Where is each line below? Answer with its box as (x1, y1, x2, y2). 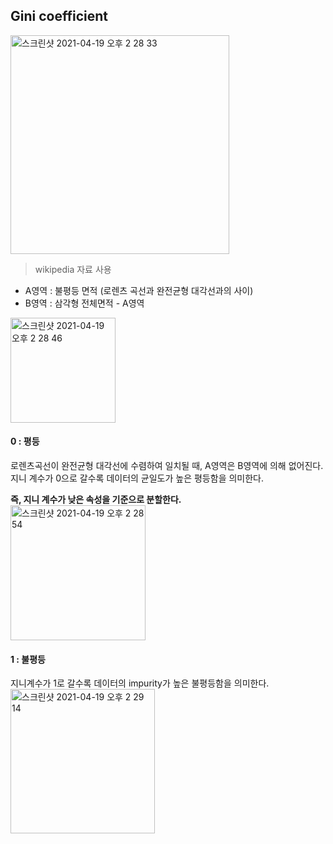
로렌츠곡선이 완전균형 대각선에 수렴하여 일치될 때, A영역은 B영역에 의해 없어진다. (10, 460, 324, 472)
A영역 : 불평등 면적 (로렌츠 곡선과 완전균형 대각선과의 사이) (24, 284, 254, 296)
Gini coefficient (10, 8, 108, 25)
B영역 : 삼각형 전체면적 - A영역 (24, 297, 145, 309)
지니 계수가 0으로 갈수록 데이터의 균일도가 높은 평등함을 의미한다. (10, 472, 265, 484)
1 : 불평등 (10, 653, 46, 665)
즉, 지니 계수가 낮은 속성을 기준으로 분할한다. (10, 494, 182, 506)
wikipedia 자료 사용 (34, 263, 112, 275)
